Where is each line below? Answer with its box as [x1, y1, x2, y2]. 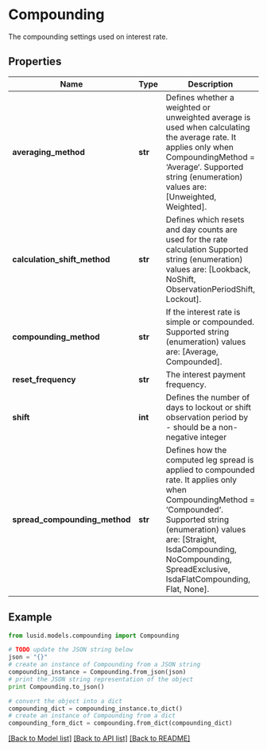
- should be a [165, 421, 217, 432]
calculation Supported [165, 244, 249, 255]
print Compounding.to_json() [8, 682, 105, 690]
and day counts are [165, 224, 238, 235]
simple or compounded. [165, 316, 255, 327]
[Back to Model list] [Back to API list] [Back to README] [8, 733, 191, 744]
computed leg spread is [165, 454, 254, 466]
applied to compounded [165, 464, 255, 475]
